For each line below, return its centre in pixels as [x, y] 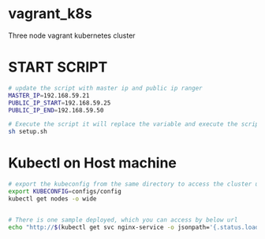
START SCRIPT [58, 67]
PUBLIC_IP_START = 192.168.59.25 [60, 103]
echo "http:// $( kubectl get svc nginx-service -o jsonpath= [109, 227]
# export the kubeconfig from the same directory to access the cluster [130, 184]
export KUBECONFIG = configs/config [65, 191]
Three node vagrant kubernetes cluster [72, 35]
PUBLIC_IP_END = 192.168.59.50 [56, 110]
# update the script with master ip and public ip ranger [105, 88]
